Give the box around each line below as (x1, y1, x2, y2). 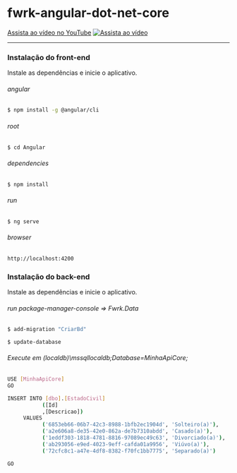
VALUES (23, 414, 42, 421)
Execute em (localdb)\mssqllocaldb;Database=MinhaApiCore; (7, 354, 188, 362)
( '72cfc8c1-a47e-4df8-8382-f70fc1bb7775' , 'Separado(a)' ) (42, 447, 217, 455)
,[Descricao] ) (42, 408, 83, 415)
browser (7, 233, 32, 241)
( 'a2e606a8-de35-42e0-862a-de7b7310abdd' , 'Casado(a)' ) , (42, 428, 213, 435)
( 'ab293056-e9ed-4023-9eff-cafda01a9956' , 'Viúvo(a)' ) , (42, 441, 210, 448)
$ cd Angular (7, 143, 46, 151)
